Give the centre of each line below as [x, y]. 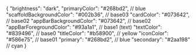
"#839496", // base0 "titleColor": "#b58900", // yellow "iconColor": [87, 33]
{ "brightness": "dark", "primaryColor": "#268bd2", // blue [76, 8]
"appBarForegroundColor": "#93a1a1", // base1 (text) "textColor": [84, 27]
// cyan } [16, 46]
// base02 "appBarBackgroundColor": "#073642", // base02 [79, 21]
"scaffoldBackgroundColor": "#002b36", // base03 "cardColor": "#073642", [98, 15]
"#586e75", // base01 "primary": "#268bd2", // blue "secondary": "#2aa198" [98, 39]
